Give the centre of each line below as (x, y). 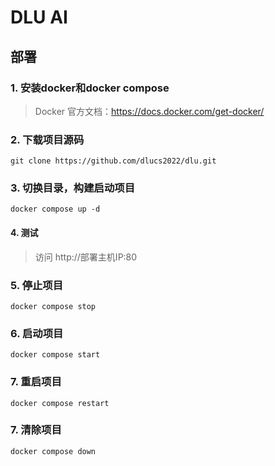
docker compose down (53, 451)
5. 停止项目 (37, 285)
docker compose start (55, 355)
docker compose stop (53, 306)
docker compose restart (60, 403)
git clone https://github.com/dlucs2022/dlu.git (113, 161)
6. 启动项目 (37, 333)
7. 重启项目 (36, 382)
